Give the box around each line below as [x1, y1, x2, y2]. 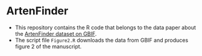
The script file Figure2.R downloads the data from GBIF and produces [14, 36, 189, 43]
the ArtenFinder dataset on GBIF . [14, 30, 97, 37]
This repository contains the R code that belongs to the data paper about [14, 24, 196, 31]
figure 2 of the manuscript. [14, 43, 82, 50]
